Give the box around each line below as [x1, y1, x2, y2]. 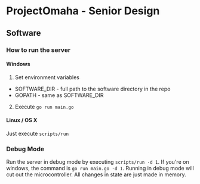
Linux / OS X [6, 117, 38, 124]
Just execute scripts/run [6, 130, 69, 137]
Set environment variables [14, 73, 79, 81]
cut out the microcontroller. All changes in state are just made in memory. [6, 171, 186, 178]
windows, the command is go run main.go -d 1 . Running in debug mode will [6, 165, 194, 172]
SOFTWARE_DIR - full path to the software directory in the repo [14, 85, 171, 92]
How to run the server [6, 46, 71, 54]
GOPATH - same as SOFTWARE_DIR [14, 91, 104, 99]
